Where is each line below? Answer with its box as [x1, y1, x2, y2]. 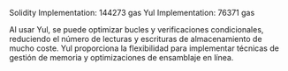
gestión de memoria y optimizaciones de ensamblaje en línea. [9, 53, 234, 62]
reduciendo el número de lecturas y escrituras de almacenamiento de [9, 34, 262, 44]
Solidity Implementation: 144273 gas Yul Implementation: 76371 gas [9, 8, 255, 18]
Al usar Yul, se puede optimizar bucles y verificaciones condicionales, [9, 25, 264, 34]
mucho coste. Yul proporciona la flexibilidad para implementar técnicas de [9, 43, 280, 53]
